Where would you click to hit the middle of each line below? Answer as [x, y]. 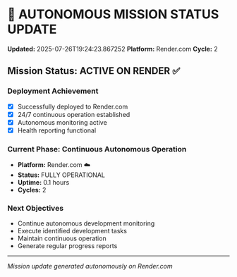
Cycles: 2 [32, 190]
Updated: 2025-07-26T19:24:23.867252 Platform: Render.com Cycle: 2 [113, 49]
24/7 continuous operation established [74, 114]
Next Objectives [36, 209]
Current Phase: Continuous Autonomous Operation [97, 149]
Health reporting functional [57, 130]
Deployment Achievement [53, 91]
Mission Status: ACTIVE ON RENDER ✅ [94, 71]
